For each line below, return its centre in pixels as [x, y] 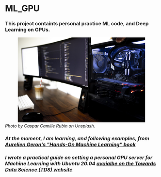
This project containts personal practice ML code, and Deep [77, 24]
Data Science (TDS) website [39, 170]
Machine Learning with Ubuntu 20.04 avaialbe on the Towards [80, 164]
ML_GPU [22, 8]
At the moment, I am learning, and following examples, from [77, 139]
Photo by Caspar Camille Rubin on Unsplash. [50, 126]
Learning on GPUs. [28, 30]
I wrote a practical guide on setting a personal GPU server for [79, 158]
